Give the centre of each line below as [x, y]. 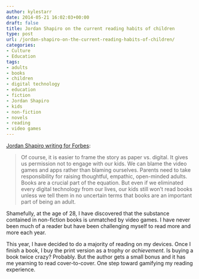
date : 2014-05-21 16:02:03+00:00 [48, 17]
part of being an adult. [48, 202]
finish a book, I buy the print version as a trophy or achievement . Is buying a [100, 250]
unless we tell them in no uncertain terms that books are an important [106, 195]
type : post [20, 34]
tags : [13, 62]
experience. [21, 269]
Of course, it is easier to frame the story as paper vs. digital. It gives [104, 157]
